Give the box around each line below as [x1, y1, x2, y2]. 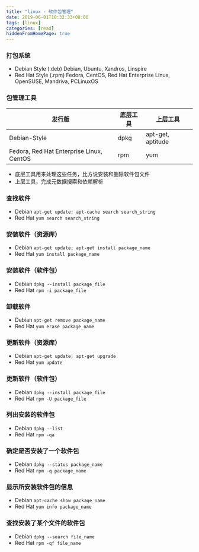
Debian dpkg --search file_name [14, 532, 95, 540]
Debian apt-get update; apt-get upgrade [14, 353, 117, 360]
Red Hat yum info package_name [14, 503, 92, 510]
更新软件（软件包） [6, 375, 61, 383]
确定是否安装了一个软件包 [6, 446, 79, 455]
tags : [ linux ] [6, 20, 41, 26]
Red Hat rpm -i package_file [14, 286, 87, 294]
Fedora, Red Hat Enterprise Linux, [9, 147, 102, 155]
